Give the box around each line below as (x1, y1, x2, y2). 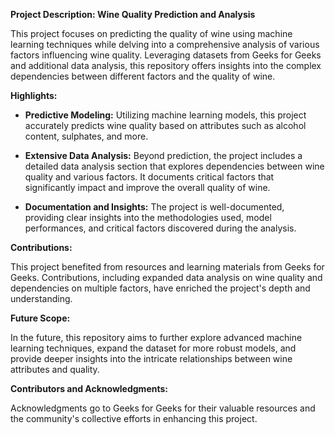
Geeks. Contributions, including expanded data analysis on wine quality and (10, 272, 323, 283)
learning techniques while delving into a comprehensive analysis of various (10, 39, 320, 50)
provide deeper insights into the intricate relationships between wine (10, 353, 293, 364)
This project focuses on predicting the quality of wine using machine (10, 28, 293, 39)
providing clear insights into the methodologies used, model (24, 212, 272, 223)
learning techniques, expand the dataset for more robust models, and (10, 342, 297, 354)
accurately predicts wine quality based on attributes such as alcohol (24, 120, 307, 131)
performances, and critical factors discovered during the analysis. (24, 222, 297, 234)
